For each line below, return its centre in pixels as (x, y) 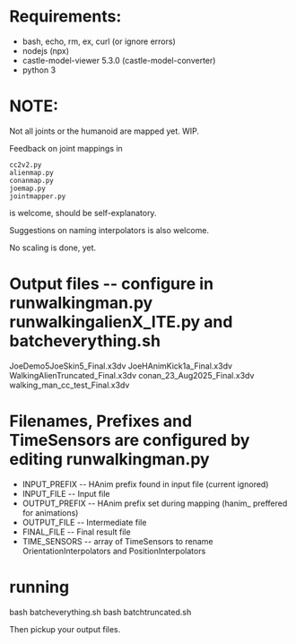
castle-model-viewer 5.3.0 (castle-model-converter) (119, 60)
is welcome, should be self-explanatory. (83, 213)
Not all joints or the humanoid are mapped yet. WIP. (104, 131)
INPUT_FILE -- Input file (66, 493)
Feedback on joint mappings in (66, 148)
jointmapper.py (38, 196)
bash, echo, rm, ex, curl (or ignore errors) (99, 41)
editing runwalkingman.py (109, 459)
